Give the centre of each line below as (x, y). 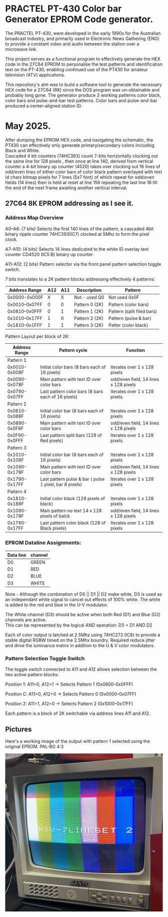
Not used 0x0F (124, 297)
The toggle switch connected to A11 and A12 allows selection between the (81, 669)
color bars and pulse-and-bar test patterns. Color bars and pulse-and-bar (81, 100)
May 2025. (28, 126)
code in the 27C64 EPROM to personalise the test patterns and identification (84, 64)
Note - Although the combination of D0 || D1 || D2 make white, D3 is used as (84, 594)
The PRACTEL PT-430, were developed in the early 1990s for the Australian (83, 33)
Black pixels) (53, 528)
